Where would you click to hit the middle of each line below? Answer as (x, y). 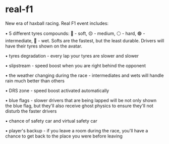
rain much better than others (35, 81)
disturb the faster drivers (31, 111)
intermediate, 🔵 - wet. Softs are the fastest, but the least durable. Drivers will (85, 40)
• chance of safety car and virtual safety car (51, 121)
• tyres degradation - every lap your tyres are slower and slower (72, 56)
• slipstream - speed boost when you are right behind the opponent (76, 65)
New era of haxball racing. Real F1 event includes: (57, 23)
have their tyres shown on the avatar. (44, 46)
